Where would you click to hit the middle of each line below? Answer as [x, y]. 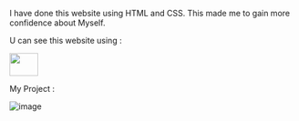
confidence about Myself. [57, 23]
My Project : [32, 89]
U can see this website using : [66, 40]
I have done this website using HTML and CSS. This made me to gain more [149, 13]
